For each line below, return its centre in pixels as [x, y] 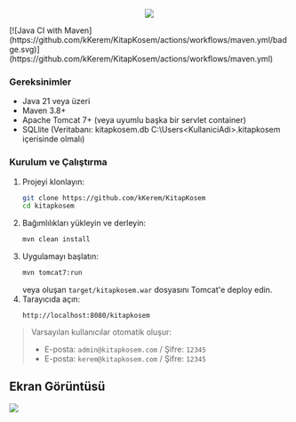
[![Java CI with [36, 30]
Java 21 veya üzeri [56, 101]
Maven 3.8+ [44, 110]
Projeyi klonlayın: [53, 182]
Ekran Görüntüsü [57, 387]
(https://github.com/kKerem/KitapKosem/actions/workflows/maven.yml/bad [148, 40]
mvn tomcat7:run [52, 273]
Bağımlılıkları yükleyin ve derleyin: [84, 223]
